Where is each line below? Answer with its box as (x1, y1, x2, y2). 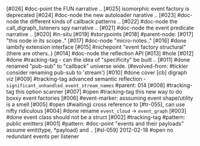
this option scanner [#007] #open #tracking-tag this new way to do (16, 88, 182, 95)
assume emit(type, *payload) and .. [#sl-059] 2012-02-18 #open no (6, 126, 174, 133)
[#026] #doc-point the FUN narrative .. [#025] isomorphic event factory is (6, 5, 190, 12)
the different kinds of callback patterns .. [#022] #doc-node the (20, 18, 178, 25)
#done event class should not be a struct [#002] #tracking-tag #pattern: (6, 114, 186, 121)
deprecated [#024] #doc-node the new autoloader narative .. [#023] (6, 11, 176, 19)
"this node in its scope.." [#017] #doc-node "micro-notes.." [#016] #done (6, 37, 187, 44)
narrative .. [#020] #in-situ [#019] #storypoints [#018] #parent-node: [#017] (6, 31, 194, 38)
